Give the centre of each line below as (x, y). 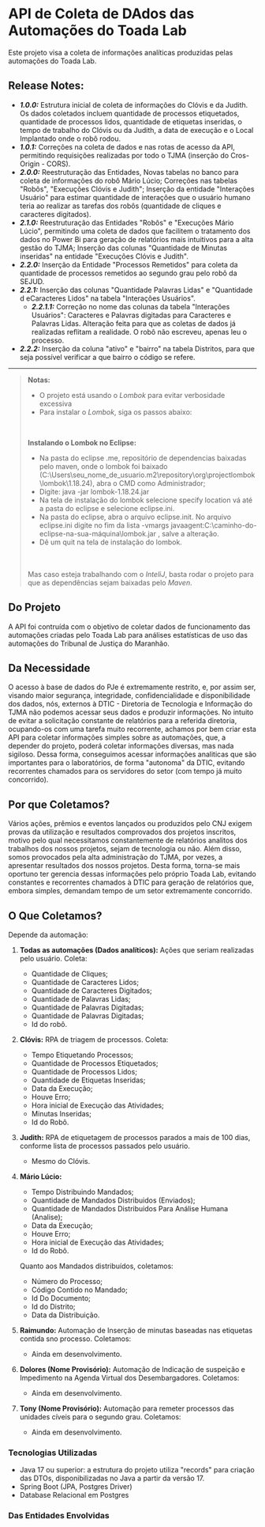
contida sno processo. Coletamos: (75, 1339)
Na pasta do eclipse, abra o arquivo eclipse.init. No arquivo (135, 517)
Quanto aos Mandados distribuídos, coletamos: (96, 1266)
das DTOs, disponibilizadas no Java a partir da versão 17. (112, 1478)
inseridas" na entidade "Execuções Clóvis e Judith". (104, 256)
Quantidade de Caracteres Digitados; (91, 991)
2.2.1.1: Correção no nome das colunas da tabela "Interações (131, 306)
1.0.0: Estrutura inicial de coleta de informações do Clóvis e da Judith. (134, 104)
